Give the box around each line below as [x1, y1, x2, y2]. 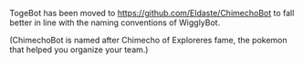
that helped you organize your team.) [9, 44, 149, 55]
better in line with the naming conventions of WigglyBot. [9, 17, 221, 28]
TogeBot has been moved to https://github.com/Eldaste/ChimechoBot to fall [9, 8, 295, 18]
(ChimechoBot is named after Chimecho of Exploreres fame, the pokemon [9, 35, 287, 45]
